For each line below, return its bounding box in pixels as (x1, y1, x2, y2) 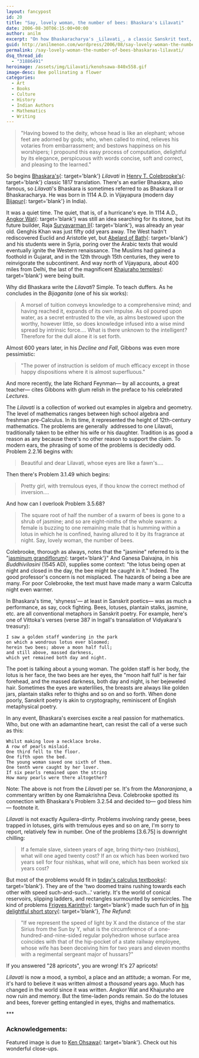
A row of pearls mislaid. (6, 744, 70, 750)
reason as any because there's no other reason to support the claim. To (6, 435, 181, 443)
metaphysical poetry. (6, 703, 58, 710)
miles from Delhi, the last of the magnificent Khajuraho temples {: (6, 266, 164, 273)
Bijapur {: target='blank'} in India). (6, 198, 88, 205)
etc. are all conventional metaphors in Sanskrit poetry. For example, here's (6, 610, 188, 617)
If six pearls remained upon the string (6, 770, 108, 776)
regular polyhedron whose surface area (82, 932, 179, 939)
